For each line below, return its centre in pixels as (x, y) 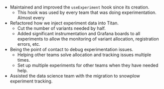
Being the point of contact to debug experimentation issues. (72, 49)
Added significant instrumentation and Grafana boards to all (79, 34)
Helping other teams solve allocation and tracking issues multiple (84, 55)
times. (24, 60)
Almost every (31, 18)
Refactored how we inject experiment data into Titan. (64, 23)
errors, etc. (29, 44)
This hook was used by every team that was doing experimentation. (87, 12)
